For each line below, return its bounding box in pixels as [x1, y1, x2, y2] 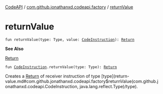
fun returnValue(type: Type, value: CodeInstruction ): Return [5, 37, 135, 42]
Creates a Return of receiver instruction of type [5, 73, 100, 79]
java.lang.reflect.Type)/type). [79, 83, 138, 89]
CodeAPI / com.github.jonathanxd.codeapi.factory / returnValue [5, 4, 134, 10]
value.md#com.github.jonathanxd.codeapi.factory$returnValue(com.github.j [5, 78, 159, 84]
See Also [5, 46, 23, 52]
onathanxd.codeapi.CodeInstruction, [5, 83, 79, 89]
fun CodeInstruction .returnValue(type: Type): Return [5, 64, 117, 70]
